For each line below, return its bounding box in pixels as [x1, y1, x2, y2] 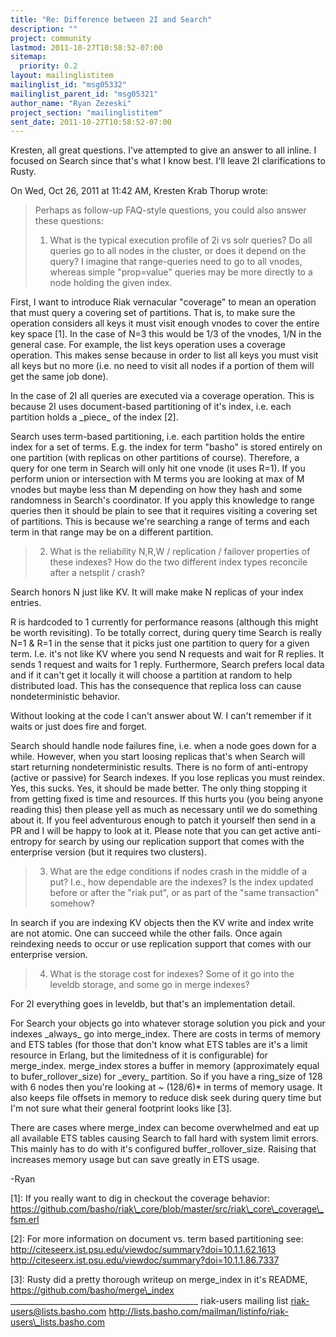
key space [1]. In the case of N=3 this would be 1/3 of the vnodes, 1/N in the [10, 328, 322, 340]
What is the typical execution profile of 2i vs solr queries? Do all [49, 234, 313, 246]
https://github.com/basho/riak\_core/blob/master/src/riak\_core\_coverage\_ [10, 1203, 324, 1215]
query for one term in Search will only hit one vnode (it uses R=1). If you [10, 462, 306, 475]
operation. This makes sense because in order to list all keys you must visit [10, 349, 319, 361]
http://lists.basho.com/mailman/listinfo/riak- [108, 1306, 289, 1318]
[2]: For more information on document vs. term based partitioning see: [10, 1233, 304, 1245]
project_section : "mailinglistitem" [10, 107, 163, 118]
